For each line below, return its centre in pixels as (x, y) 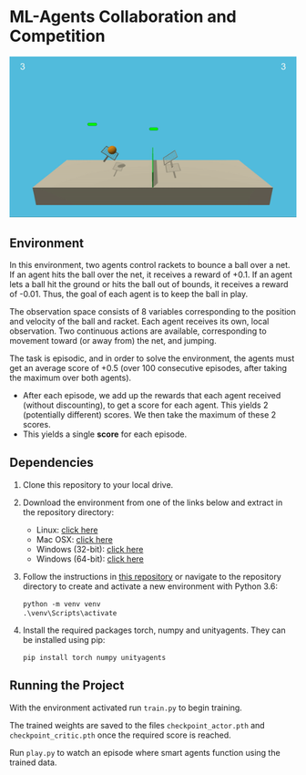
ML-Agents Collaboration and (123, 17)
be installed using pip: (64, 639)
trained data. (33, 762)
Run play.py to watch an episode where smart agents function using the (145, 752)
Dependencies (51, 463)
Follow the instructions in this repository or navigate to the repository (152, 576)
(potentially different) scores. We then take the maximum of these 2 (149, 414)
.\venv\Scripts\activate (70, 613)
